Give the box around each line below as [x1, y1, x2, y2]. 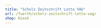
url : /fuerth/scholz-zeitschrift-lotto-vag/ [5, 11, 97, 16]
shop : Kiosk [5, 16, 29, 20]
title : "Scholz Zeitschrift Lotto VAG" [5, 7, 86, 12]
